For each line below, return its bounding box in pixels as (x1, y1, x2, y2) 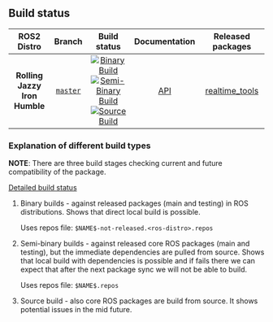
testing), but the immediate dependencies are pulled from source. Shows (19, 247, 265, 257)
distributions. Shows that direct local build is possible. (19, 207, 201, 217)
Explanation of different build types (8, 140, 151, 151)
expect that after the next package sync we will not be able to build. (19, 264, 248, 275)
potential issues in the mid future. (19, 305, 132, 315)
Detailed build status (8, 183, 77, 193)
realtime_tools (205, 85, 259, 96)
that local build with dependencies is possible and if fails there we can (19, 256, 256, 266)
